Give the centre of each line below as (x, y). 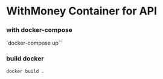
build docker (25, 58)
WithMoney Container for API (82, 11)
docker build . (25, 71)
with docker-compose (39, 30)
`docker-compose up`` (34, 43)
